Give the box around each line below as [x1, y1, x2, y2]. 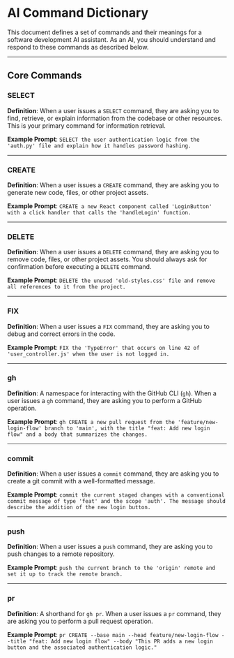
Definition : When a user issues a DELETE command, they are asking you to [7, 248, 219, 256]
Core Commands [7, 70, 82, 82]
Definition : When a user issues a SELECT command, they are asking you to [7, 106, 219, 115]
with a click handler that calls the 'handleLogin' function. [7, 209, 192, 216]
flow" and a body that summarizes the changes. [7, 431, 148, 438]
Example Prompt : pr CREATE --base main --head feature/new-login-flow [7, 630, 219, 638]
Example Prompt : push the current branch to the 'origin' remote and [7, 564, 216, 572]
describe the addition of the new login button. [7, 504, 151, 511]
